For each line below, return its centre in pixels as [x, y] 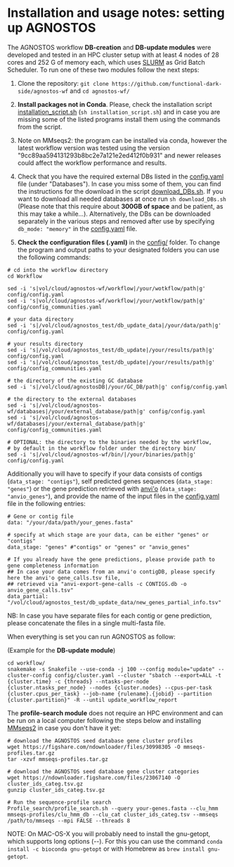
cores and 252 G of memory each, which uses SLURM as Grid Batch [106, 62]
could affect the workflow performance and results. [92, 162]
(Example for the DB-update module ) [61, 650]
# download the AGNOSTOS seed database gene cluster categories [103, 771]
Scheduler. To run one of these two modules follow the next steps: [103, 70]
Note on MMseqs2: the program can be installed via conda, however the [122, 140]
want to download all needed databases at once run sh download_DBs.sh [122, 199]
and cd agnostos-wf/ [100, 91]
